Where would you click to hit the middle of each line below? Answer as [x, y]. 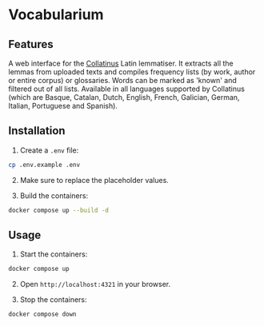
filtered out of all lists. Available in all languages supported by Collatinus [127, 89]
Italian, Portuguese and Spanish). [63, 106]
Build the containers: [54, 195]
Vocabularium [56, 15]
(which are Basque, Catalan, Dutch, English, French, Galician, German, [124, 97]
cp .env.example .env [44, 165]
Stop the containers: [53, 300]
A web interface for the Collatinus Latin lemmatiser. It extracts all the [121, 63]
